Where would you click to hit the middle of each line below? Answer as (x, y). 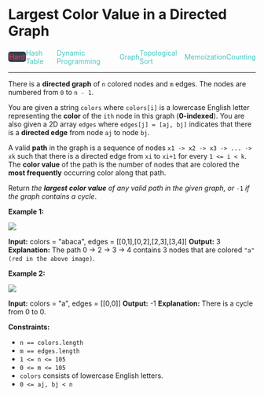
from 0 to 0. (27, 311)
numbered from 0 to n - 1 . (51, 92)
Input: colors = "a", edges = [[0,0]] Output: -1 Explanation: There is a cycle (131, 303)
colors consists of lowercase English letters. (91, 376)
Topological (158, 53)
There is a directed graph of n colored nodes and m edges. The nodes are (127, 83)
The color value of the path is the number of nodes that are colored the (124, 164)
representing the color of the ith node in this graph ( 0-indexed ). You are (126, 115)
